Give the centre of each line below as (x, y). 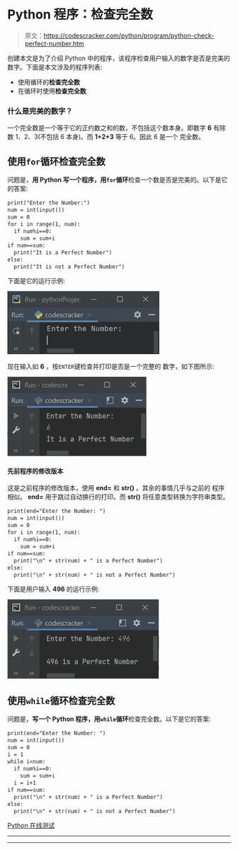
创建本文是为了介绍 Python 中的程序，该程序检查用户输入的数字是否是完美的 (119, 58)
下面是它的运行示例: (36, 281)
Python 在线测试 (31, 826)
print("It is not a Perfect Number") (69, 267)
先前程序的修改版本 (35, 471)
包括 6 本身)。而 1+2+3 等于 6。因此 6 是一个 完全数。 (125, 137)
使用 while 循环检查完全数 (61, 701)
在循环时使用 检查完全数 (52, 91)
